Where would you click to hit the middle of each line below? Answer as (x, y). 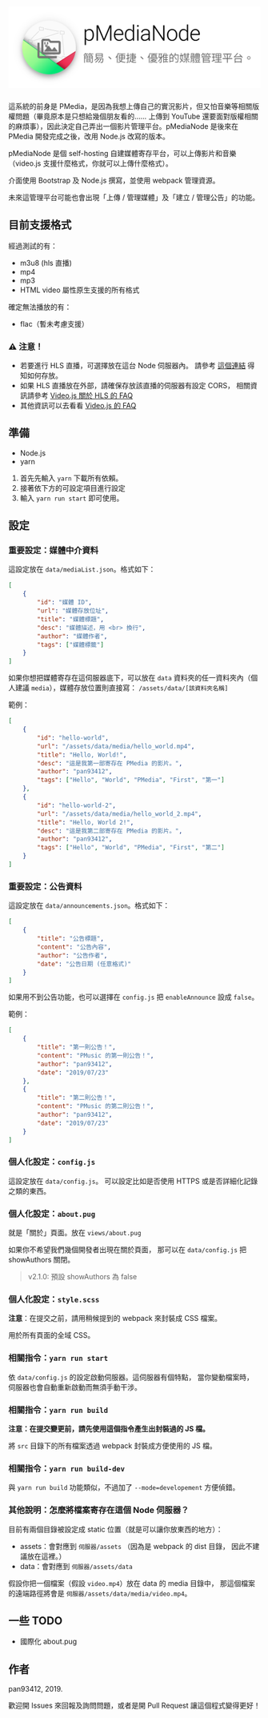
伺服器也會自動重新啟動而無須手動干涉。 (75, 1387)
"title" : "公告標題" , (70, 939)
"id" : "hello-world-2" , (76, 805)
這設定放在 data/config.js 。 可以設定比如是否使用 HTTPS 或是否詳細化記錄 (133, 1181)
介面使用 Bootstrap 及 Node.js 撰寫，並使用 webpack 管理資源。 (114, 180)
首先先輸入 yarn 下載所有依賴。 (71, 478)
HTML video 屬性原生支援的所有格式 (80, 290)
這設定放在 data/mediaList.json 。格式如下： (82, 569)
